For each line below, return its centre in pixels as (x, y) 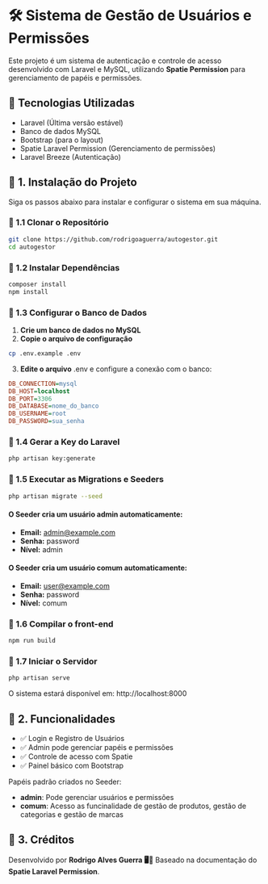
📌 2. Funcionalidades (62, 719)
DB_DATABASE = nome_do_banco (54, 406)
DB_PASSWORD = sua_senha (46, 421)
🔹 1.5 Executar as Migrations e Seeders (86, 480)
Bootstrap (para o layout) (61, 140)
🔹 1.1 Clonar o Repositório (59, 223)
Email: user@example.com (65, 585)
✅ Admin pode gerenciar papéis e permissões (96, 747)
